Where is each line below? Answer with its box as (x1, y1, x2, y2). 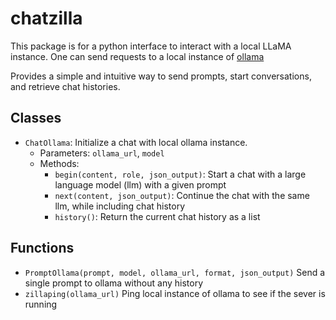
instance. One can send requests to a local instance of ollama (10, 50, 265, 62)
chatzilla (10, 7, 83, 30)
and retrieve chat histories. (10, 80, 121, 92)
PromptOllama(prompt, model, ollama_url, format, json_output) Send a (24, 266, 326, 278)
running (24, 298, 58, 310)
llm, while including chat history (54, 200, 186, 212)
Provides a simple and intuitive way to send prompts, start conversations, (10, 70, 312, 82)
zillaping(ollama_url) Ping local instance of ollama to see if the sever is (24, 287, 326, 299)
